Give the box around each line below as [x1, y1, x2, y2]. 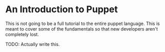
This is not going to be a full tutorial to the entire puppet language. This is [5, 20, 160, 27]
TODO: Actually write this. [5, 41, 60, 47]
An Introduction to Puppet [5, 4, 118, 15]
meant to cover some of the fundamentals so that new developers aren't [5, 25, 158, 32]
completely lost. [5, 31, 39, 37]
